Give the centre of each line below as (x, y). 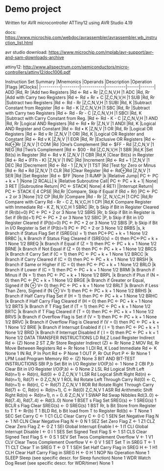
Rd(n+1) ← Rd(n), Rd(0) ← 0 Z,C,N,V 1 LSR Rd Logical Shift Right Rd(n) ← (78, 374)
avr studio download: (26, 52)
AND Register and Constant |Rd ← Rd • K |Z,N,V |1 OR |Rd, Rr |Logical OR (79, 128)
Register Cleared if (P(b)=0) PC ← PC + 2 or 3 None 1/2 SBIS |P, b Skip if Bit (82, 223)
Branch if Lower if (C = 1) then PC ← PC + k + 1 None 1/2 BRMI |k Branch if (80, 269)
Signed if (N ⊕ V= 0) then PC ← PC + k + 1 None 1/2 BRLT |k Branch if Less (82, 285)
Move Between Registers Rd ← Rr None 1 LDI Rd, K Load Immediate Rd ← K (81, 348)
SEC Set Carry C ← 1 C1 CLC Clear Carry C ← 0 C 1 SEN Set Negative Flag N (82, 416)
